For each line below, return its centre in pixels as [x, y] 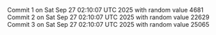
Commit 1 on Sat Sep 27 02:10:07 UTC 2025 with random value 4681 [106, 10]
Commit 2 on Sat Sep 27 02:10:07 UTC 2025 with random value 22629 [108, 17]
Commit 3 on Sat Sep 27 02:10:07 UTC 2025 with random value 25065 [108, 24]
